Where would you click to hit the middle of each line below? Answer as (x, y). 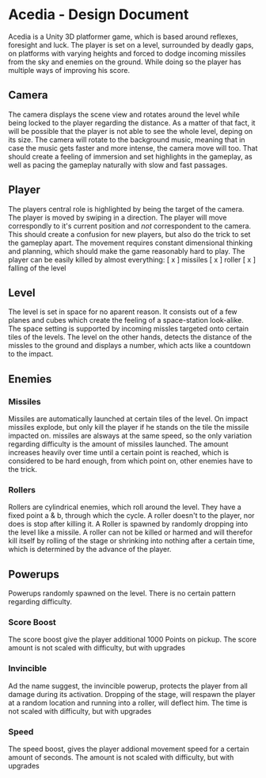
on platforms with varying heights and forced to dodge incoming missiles (127, 53)
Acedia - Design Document (99, 15)
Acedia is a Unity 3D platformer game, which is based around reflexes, (123, 36)
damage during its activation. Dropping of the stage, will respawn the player (132, 694)
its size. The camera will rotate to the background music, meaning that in (127, 140)
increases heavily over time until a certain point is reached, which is (119, 453)
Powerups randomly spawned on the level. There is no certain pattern (122, 593)
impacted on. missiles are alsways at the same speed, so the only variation (130, 436)
